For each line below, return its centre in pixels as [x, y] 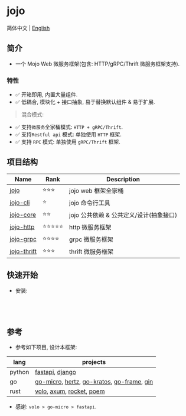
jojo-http [22, 227]
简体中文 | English [28, 28]
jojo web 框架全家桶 [97, 191]
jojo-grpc [23, 239]
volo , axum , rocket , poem [70, 391]
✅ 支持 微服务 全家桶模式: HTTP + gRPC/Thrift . [69, 127]
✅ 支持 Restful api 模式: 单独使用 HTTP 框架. [68, 135]
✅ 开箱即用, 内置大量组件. [46, 95]
